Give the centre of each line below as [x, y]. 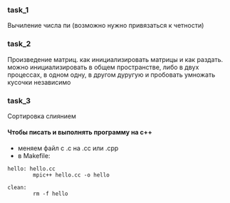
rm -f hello [51, 194]
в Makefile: [34, 156]
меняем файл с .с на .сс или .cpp [68, 148]
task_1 [18, 10]
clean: [17, 188]
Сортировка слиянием [42, 116]
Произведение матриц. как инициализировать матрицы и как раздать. [115, 59]
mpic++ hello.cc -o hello [72, 175]
